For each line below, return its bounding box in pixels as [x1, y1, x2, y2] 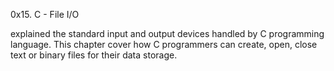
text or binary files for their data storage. [10, 49, 178, 61]
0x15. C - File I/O [10, 9, 80, 20]
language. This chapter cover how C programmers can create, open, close [10, 39, 318, 50]
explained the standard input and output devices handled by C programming [10, 28, 325, 39]
